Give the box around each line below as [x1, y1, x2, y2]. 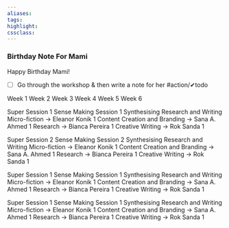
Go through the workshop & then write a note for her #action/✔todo [16, 80, 208, 89]
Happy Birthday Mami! [7, 67, 71, 75]
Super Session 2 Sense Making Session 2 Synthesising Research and [7, 135, 204, 144]
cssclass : [7, 29, 36, 36]
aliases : [7, 10, 32, 17]
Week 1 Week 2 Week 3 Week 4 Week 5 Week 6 [7, 94, 143, 103]
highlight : [7, 23, 38, 29]
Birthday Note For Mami [7, 52, 88, 62]
